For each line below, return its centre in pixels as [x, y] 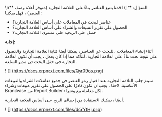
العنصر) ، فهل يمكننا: [24, 13]
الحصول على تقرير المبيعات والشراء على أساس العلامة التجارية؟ [70, 27]
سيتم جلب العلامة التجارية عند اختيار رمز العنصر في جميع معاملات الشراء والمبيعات [79, 80]
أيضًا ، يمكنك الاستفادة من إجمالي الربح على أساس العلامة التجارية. [65, 100]
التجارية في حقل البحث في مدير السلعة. [41, 61]
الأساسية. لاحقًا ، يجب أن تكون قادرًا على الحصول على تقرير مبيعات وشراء [71, 85]
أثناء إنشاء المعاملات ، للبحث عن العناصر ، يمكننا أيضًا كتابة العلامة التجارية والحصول [79, 51]
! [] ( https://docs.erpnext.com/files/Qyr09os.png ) [54, 71]
